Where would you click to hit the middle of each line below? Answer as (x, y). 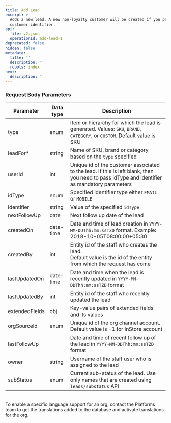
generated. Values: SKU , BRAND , (106, 129)
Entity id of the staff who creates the (114, 245)
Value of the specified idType (105, 207)
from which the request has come (111, 264)
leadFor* (19, 153)
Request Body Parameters (38, 94)
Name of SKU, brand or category (109, 150)
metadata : (16, 53)
